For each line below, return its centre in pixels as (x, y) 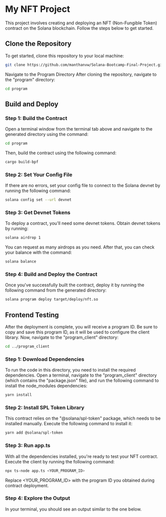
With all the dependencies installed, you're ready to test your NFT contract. (82, 456)
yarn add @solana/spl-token (34, 433)
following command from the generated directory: (56, 290)
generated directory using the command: (47, 134)
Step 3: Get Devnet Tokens (38, 213)
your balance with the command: (39, 253)
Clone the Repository (38, 44)
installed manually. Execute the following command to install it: (69, 424)
